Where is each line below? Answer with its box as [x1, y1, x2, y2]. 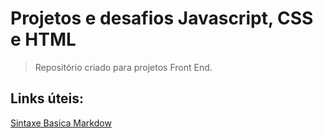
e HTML [10, 28, 77, 51]
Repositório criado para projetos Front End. [34, 61, 213, 73]
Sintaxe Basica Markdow [10, 117, 112, 129]
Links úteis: [10, 90, 85, 107]
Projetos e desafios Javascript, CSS [10, 7, 314, 30]
